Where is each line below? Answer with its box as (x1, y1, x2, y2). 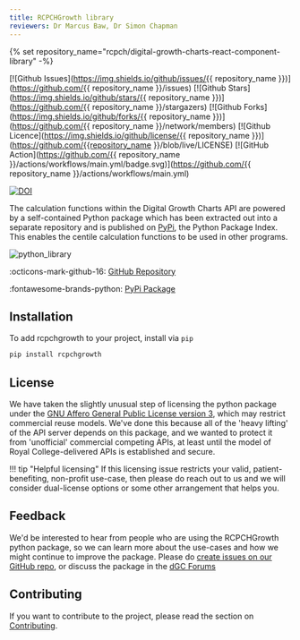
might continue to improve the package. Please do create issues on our (9, 551, 273, 562)
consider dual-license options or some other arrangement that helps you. (9, 482, 279, 493)
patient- (253, 464, 283, 474)
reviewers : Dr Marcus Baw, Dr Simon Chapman (9, 21, 178, 30)
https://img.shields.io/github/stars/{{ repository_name (12, 91, 210, 103)
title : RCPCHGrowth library (9, 13, 115, 22)
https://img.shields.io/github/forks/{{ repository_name (12, 111, 211, 122)
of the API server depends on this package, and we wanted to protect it (9, 427, 273, 438)
